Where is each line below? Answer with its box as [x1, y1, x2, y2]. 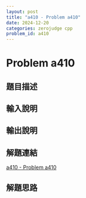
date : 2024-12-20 [6, 20, 49, 26]
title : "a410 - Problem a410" [6, 14, 81, 20]
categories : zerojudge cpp [6, 25, 73, 32]
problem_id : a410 [6, 31, 49, 37]
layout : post [6, 8, 39, 15]
